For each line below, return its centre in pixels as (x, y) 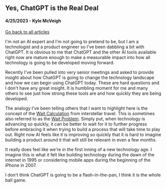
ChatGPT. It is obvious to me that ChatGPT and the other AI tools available (81, 52)
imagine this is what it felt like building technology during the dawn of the (80, 155)
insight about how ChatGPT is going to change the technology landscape (80, 77)
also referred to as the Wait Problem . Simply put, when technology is (75, 119)
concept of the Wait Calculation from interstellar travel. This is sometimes (80, 113)
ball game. (16, 180)
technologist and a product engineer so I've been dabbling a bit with (75, 47)
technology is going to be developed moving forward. (60, 63)
